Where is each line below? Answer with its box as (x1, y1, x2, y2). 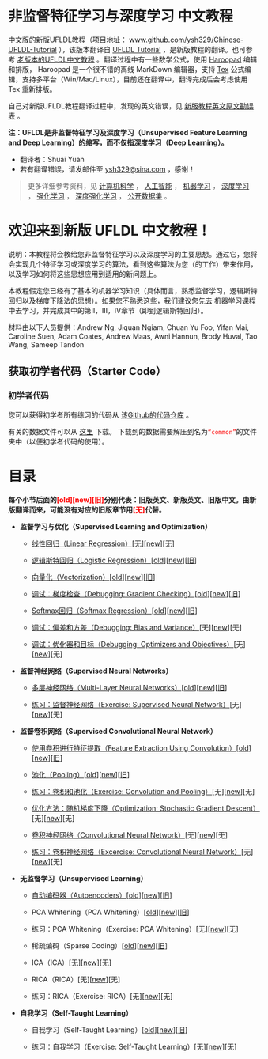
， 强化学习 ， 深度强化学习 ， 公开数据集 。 (27, 191, 172, 200)
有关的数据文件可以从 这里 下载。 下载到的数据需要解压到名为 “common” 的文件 (8, 426, 258, 436)
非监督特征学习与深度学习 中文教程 (8, 7, 233, 25)
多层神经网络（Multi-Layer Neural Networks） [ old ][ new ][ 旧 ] (31, 683, 228, 692)
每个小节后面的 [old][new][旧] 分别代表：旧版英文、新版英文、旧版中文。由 (8, 495, 250, 505)
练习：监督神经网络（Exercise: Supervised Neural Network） (31, 699, 230, 709)
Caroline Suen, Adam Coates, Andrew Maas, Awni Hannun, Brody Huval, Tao (8, 331, 258, 341)
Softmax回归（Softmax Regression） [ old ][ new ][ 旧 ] (31, 606, 198, 615)
